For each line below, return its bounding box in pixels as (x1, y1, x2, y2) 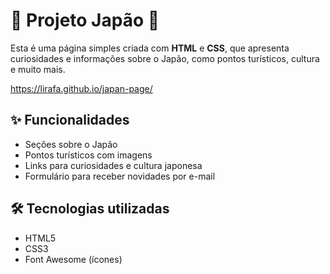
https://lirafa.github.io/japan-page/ (10, 82, 153, 94)
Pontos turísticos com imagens (24, 149, 153, 161)
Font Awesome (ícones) (24, 253, 123, 265)
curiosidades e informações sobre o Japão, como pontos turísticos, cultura (10, 52, 320, 64)
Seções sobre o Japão (24, 138, 118, 150)
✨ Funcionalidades (10, 112, 130, 129)
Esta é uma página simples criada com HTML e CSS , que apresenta (10, 42, 290, 54)
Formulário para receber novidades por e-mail (24, 170, 216, 182)
